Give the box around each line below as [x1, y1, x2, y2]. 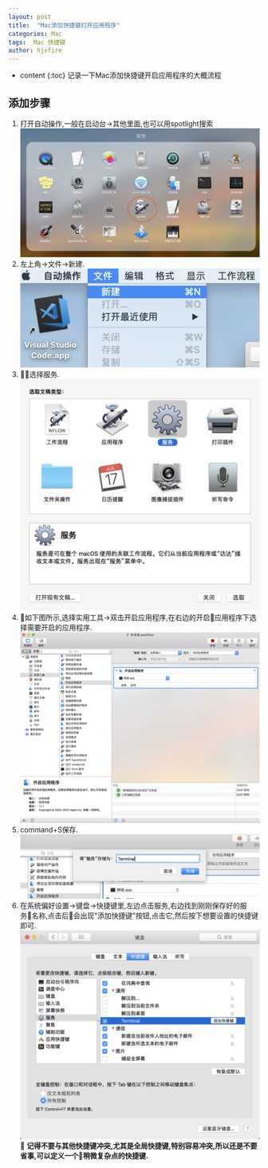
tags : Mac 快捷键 [8, 38, 66, 46]
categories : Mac [8, 30, 62, 38]
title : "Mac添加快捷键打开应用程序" [8, 21, 120, 30]
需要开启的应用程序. [26, 622, 93, 632]
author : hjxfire [8, 46, 62, 55]
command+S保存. [19, 825, 78, 835]
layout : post [8, 13, 52, 21]
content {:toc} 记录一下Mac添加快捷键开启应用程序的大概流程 [19, 70, 222, 80]
